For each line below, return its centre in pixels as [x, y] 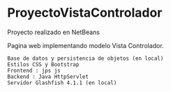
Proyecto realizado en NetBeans [53, 32]
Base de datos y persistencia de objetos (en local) [85, 58]
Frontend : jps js [34, 70]
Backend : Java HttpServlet [48, 77]
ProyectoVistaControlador [85, 13]
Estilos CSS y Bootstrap [43, 64]
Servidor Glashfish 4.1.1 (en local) [62, 83]
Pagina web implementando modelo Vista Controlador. [85, 45]
